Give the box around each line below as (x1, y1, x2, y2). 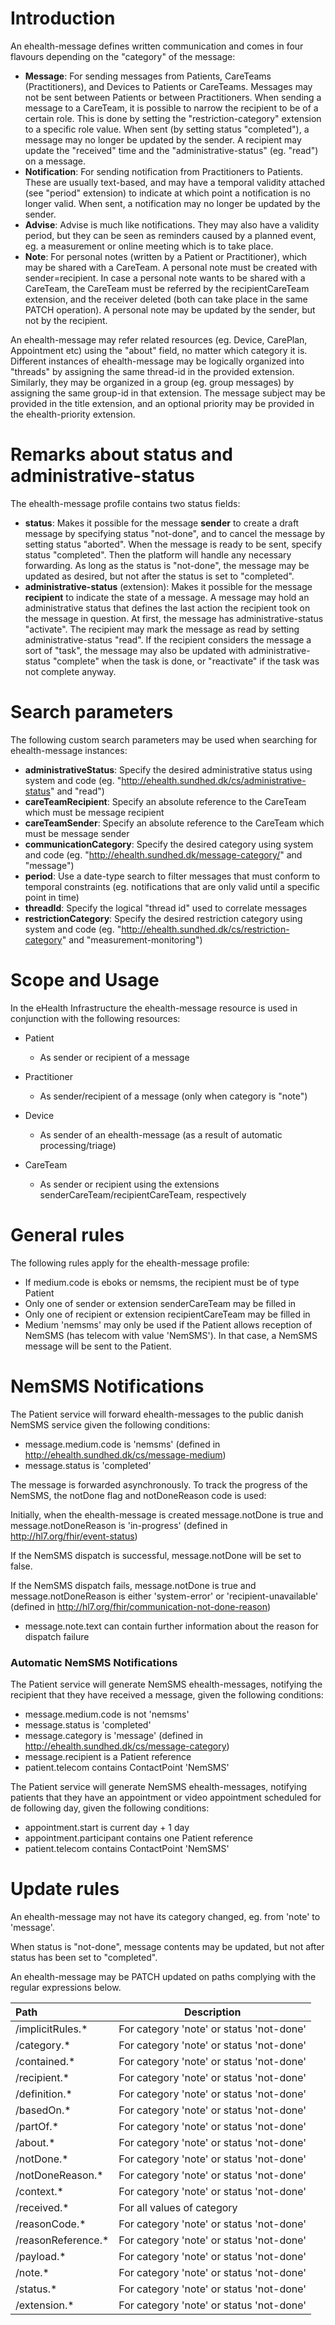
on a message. (24, 155, 87, 167)
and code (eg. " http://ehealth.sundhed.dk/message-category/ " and (24, 848, 303, 861)
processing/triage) (39, 1139, 117, 1151)
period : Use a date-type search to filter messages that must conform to (24, 870, 321, 882)
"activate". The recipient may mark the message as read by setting (24, 623, 300, 635)
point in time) (24, 891, 80, 903)
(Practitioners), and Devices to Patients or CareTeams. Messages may (24, 80, 313, 92)
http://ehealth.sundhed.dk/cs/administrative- (121, 774, 307, 786)
